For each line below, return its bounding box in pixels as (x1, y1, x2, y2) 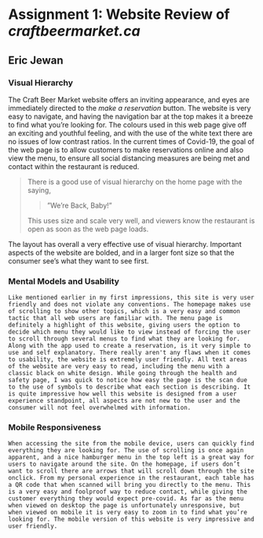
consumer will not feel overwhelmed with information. (8, 403, 192, 412)
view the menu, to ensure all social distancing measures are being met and (8, 153, 250, 163)
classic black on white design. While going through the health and (8, 370, 237, 378)
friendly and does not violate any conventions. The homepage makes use (8, 300, 251, 308)
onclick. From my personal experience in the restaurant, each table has (8, 474, 255, 482)
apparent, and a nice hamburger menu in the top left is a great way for (8, 454, 255, 462)
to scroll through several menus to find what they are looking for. (8, 335, 241, 343)
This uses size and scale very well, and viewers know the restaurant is (27, 216, 255, 225)
